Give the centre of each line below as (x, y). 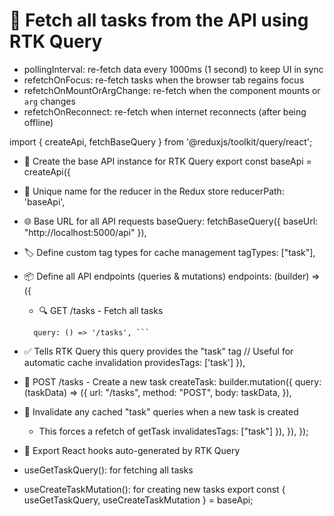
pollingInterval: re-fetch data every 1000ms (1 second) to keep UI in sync (173, 69)
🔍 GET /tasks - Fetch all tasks (101, 310)
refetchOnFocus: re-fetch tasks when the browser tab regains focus (164, 80)
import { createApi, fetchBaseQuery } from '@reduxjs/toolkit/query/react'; (161, 141)
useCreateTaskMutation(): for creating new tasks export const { (154, 489)
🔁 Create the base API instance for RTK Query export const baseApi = (167, 161)
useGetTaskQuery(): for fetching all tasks (108, 470)
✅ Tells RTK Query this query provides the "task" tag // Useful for (158, 351)
